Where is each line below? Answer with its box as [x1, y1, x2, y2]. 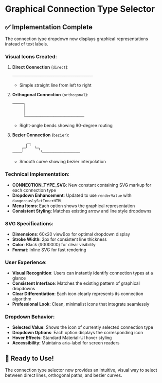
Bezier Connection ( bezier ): [12, 132, 70, 138]
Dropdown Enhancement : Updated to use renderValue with [12, 192, 132, 198]
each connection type [12, 187, 56, 193]
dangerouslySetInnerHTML [12, 198, 63, 203]
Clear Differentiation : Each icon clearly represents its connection [12, 291, 144, 297]
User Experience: [5, 259, 47, 266]
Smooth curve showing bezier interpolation [19, 159, 106, 165]
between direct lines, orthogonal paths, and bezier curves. [5, 372, 123, 378]
